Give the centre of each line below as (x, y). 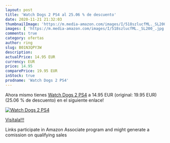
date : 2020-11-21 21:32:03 (34, 19)
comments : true (21, 33)
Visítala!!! (15, 120)
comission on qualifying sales (36, 135)
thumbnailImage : (22, 24)
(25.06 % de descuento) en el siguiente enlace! (55, 100)
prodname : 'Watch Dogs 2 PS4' (37, 80)
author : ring (19, 43)
